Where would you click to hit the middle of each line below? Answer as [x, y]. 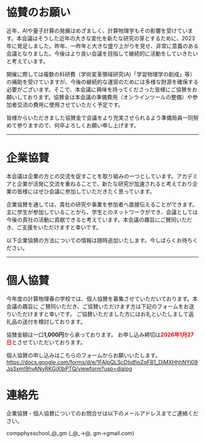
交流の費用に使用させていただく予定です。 [70, 104]
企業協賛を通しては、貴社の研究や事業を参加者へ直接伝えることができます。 [102, 204]
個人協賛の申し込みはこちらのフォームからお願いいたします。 [84, 355]
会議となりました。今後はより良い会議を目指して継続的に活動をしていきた [100, 53]
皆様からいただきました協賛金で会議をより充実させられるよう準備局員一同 [100, 117]
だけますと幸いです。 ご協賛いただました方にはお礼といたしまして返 [108, 314]
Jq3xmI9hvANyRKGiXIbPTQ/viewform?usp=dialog [69, 368]
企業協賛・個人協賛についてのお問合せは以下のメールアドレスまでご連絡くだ [103, 413]
